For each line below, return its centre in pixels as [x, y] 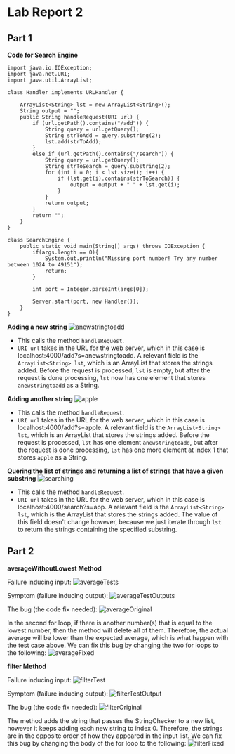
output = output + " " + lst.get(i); [125, 185]
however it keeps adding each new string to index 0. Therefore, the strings [115, 728]
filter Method [27, 666]
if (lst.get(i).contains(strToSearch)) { [119, 178]
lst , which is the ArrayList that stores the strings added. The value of [117, 514]
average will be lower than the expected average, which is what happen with [118, 637]
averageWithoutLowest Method [54, 568]
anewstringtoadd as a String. [58, 385]
